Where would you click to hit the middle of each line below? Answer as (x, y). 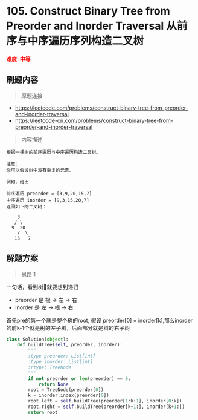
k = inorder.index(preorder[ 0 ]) (69, 395)
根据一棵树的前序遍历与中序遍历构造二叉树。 (53, 152)
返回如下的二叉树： (27, 206)
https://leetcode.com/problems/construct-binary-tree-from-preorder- (102, 108)
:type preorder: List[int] (62, 356)
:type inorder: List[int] (61, 362)
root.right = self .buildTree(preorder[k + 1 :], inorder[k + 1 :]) (107, 407)
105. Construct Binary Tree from (88, 11)
